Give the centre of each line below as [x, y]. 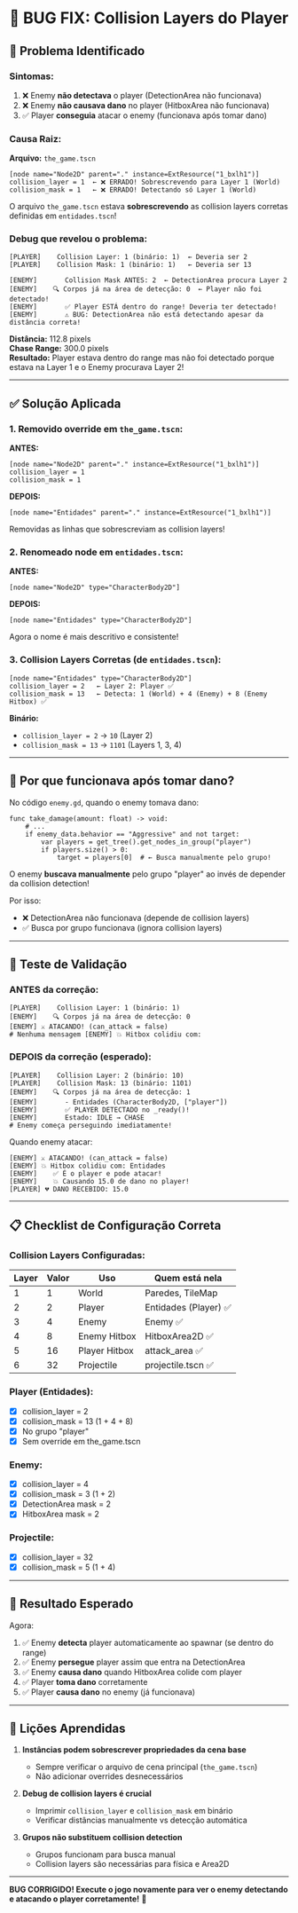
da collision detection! [50, 883]
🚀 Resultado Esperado [71, 1604]
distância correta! [45, 323]
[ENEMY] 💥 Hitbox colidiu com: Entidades [88, 1166]
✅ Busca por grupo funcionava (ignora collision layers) [122, 927]
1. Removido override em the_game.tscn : [96, 429]
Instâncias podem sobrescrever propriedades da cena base [134, 1750]
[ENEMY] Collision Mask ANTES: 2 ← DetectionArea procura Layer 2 [149, 280]
